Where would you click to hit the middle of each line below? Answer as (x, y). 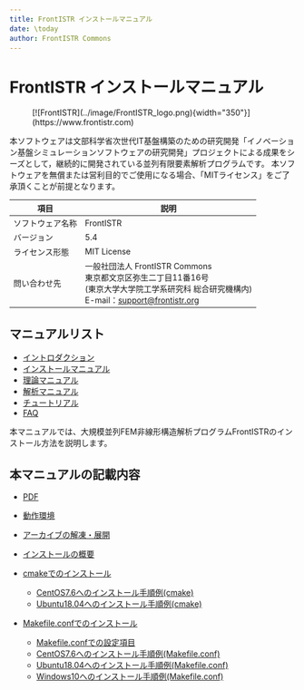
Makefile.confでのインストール (80, 623)
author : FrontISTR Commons (60, 38)
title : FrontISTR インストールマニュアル (81, 19)
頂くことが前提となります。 (69, 187)
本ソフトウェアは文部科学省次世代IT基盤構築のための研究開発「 (128, 141)
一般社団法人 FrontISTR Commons (148, 266)
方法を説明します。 (76, 443)
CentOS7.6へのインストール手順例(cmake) (115, 592)
